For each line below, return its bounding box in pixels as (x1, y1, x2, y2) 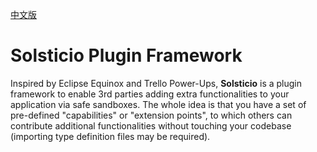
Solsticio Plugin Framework (10, 44, 243, 67)
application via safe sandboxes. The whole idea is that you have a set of (10, 98, 307, 110)
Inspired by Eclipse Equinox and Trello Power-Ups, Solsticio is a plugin (10, 77, 303, 89)
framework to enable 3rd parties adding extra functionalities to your (10, 88, 290, 100)
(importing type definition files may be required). (10, 130, 211, 142)
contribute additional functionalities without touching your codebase (10, 119, 292, 132)
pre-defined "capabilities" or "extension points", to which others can (10, 109, 293, 121)
